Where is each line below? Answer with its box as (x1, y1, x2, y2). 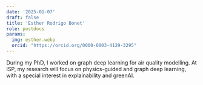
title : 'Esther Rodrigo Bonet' (6, 20, 85, 26)
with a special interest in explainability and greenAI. (6, 72, 135, 79)
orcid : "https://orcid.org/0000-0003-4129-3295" (12, 43, 137, 49)
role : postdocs (6, 25, 45, 32)
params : (6, 31, 26, 37)
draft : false (6, 14, 39, 20)
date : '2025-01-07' (6, 8, 56, 15)
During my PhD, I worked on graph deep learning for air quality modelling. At (6, 58, 197, 66)
